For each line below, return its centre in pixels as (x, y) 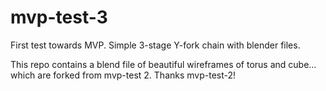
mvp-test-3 (59, 17)
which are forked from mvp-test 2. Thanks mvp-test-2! (123, 75)
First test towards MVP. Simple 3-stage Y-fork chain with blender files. (155, 45)
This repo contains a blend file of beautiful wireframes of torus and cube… (163, 64)
